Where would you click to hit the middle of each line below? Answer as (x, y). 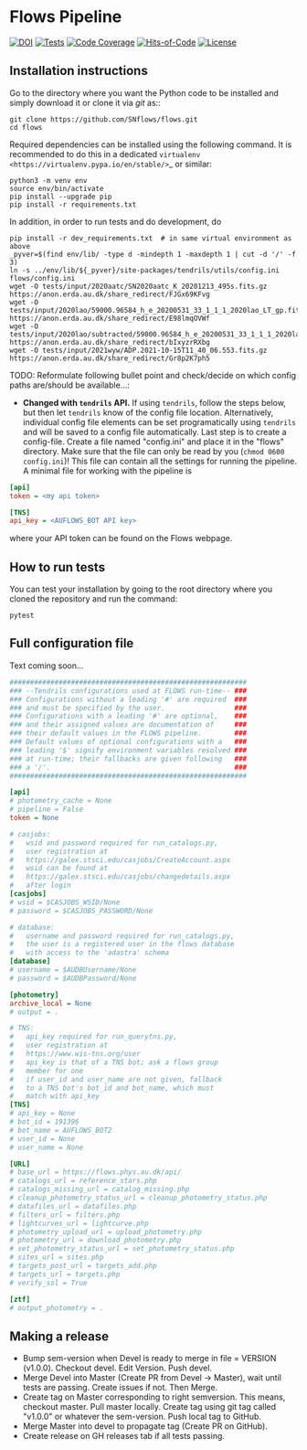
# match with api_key (55, 1096)
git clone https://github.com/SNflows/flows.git (104, 119)
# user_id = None (42, 1139)
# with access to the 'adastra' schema (90, 953)
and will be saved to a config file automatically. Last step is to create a (154, 432)
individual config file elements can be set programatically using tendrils (159, 421)
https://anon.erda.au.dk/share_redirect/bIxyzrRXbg (110, 342)
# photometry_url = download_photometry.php (95, 1241)
